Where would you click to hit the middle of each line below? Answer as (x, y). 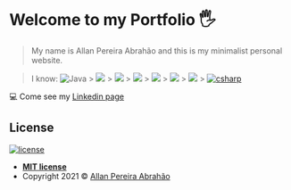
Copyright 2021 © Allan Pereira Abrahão (96, 176)
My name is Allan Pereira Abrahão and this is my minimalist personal (157, 50)
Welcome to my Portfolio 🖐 (113, 20)
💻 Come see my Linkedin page (67, 96)
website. (47, 60)
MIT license (44, 166)
